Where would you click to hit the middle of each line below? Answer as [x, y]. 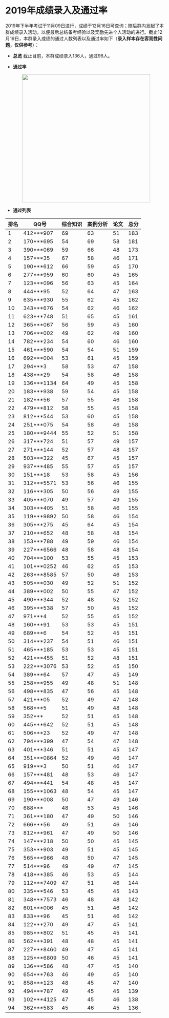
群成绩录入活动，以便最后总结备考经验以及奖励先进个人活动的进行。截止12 [84, 32]
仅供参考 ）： [27, 45]
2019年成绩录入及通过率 [56, 11]
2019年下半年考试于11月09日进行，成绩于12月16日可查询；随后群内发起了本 [85, 26]
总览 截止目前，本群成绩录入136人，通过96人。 [62, 56]
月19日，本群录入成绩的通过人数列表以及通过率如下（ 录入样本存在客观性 [82, 38]
